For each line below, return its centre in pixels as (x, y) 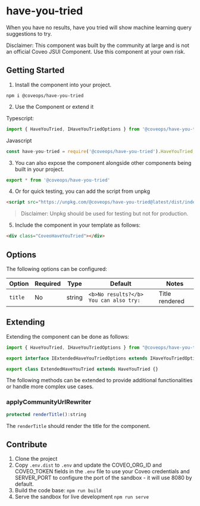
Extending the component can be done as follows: (68, 336)
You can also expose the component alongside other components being (103, 163)
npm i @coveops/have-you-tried (45, 96)
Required (48, 283)
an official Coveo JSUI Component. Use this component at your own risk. (96, 51)
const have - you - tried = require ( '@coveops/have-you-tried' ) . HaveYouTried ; (101, 151)
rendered (171, 301)
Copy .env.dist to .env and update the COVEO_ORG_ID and (88, 465)
